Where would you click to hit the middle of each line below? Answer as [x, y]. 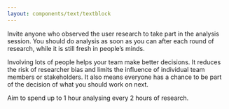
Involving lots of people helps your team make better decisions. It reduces [114, 62]
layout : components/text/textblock [59, 14]
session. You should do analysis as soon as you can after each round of [111, 41]
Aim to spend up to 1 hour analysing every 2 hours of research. [98, 98]
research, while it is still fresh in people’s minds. [76, 48]
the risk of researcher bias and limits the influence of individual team [106, 69]
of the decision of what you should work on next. [78, 84]
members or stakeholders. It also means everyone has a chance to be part [114, 77]
